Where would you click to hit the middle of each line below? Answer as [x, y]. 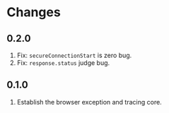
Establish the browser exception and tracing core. [89, 102]
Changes [34, 12]
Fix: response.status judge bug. [63, 63]
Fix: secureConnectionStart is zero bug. [74, 55]
